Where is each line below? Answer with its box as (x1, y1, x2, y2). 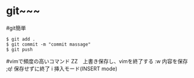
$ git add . (6, 36, 35, 42)
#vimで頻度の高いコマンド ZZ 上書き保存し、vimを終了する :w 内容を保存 (6, 57, 188, 64)
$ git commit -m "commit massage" (6, 41, 91, 47)
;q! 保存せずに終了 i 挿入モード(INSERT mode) (6, 65, 118, 72)
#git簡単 (6, 24, 27, 31)
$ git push (6, 46, 33, 53)
